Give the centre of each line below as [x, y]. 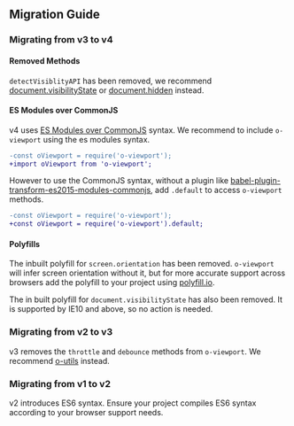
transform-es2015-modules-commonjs [80, 190]
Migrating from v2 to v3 [61, 332]
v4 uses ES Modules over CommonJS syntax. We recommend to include [141, 130]
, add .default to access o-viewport [216, 190]
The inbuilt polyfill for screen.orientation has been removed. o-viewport [142, 264]
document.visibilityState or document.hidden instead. [107, 90]
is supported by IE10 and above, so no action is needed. [111, 309]
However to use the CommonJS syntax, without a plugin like [119, 181]
